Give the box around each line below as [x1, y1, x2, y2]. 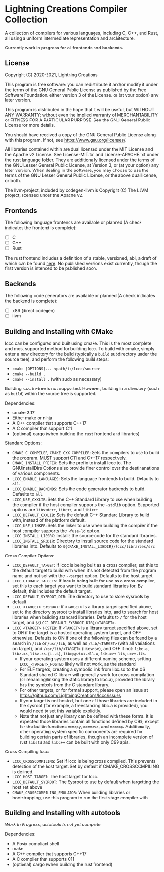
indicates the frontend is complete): [5, 224, 77, 231]
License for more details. [5, 122, 55, 128]
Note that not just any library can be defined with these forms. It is [19, 713, 153, 719]
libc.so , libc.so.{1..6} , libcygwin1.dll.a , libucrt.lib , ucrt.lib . [12, 651, 146, 656]
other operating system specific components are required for [19, 728, 143, 734]
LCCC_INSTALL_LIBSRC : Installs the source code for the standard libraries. [12, 533, 157, 538]
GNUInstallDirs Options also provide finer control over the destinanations [12, 465, 159, 471]
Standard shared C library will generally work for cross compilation [19, 671, 154, 677]
